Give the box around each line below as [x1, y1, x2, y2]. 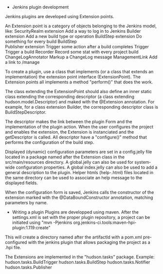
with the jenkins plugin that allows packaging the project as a [28, 239, 151, 245]
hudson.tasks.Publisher [5, 264, 52, 270]
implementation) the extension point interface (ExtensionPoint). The [5, 74, 141, 79]
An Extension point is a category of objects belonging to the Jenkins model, [5, 23, 157, 29]
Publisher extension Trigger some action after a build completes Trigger [5, 44, 149, 49]
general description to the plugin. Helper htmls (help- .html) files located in [5, 170, 154, 175]
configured [5, 239, 27, 245]
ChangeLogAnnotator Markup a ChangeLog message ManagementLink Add [5, 54, 158, 60]
